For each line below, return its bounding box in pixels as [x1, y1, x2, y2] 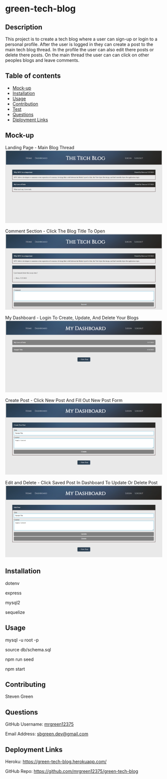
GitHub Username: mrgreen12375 [5, 721, 74, 727]
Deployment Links [5, 745, 63, 754]
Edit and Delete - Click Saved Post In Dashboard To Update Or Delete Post [5, 479, 158, 485]
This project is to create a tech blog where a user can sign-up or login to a [5, 36, 158, 42]
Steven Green [5, 694, 33, 700]
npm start [5, 666, 25, 672]
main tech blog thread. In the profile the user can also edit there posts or [5, 47, 154, 52]
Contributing [5, 680, 46, 689]
